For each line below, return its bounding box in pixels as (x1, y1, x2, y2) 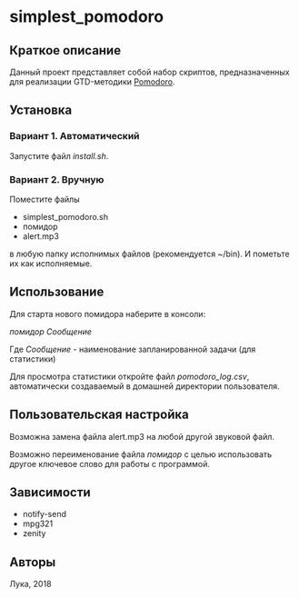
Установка (9, 103, 73, 118)
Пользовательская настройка (9, 407, 189, 423)
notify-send (22, 509, 66, 520)
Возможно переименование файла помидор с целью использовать (9, 448, 273, 460)
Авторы (9, 554, 56, 570)
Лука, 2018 (9, 579, 52, 590)
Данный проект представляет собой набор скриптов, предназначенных (9, 66, 291, 77)
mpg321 (22, 518, 54, 529)
